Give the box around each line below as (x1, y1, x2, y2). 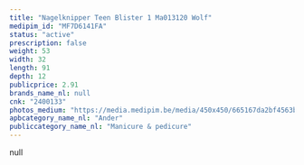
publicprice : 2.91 (9, 80, 79, 89)
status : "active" (9, 30, 75, 39)
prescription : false (9, 38, 88, 48)
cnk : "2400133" (9, 96, 67, 106)
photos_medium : (9, 105, 67, 115)
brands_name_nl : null (9, 88, 91, 97)
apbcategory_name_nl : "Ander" (9, 114, 124, 123)
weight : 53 (9, 47, 51, 56)
